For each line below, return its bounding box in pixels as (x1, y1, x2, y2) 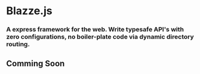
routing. (6, 40, 30, 49)
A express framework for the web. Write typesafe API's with (6, 25, 184, 34)
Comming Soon (6, 58, 65, 69)
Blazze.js (6, 4, 53, 18)
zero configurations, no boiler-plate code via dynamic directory (6, 33, 194, 41)
